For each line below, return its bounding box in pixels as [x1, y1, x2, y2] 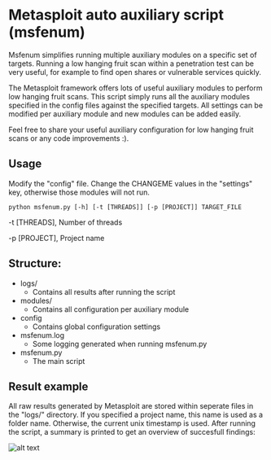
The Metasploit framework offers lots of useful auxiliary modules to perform [8, 83, 263, 93]
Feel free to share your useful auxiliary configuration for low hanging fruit [8, 125, 254, 134]
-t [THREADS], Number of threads [8, 217, 123, 227]
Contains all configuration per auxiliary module [32, 304, 190, 314]
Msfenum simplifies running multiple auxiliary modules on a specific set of [8, 50, 258, 59]
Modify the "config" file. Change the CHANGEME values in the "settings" [8, 178, 253, 188]
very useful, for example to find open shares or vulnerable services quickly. [8, 67, 262, 77]
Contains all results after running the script [32, 287, 176, 296]
